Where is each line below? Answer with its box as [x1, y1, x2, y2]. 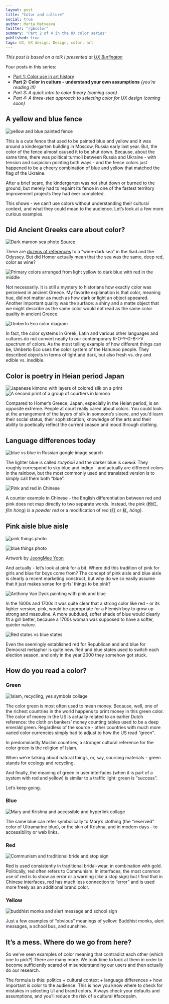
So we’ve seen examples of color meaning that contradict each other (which [6, 951, 163, 957]
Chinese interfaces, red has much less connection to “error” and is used [6, 879, 155, 885]
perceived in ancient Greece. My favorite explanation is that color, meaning [6, 290, 161, 296]
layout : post [6, 7, 33, 13]
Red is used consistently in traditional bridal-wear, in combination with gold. [6, 863, 162, 869]
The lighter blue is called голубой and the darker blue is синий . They [6, 459, 148, 465]
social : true [6, 17, 33, 22]
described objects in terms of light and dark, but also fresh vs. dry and [6, 352, 151, 358]
